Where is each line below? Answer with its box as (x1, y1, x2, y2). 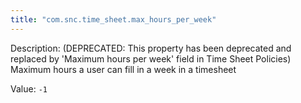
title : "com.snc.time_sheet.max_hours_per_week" (10, 14, 217, 25)
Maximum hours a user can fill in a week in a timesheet (10, 63, 237, 75)
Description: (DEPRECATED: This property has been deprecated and (10, 42, 292, 54)
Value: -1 (10, 82, 48, 95)
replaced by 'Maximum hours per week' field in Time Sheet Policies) (10, 52, 292, 65)
